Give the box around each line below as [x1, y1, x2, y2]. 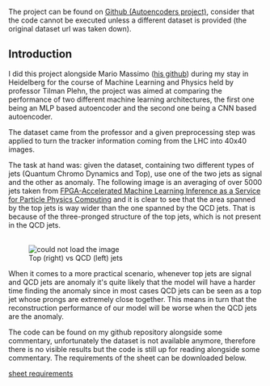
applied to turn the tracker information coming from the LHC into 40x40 [8, 136, 247, 145]
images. [8, 145, 35, 154]
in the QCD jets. [8, 220, 61, 229]
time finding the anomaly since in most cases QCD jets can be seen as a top [8, 286, 262, 296]
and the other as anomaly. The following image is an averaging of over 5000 [8, 177, 263, 187]
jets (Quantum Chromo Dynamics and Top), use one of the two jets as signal [8, 169, 263, 178]
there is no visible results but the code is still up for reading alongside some [8, 344, 260, 354]
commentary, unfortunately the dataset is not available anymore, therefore [8, 335, 256, 346]
